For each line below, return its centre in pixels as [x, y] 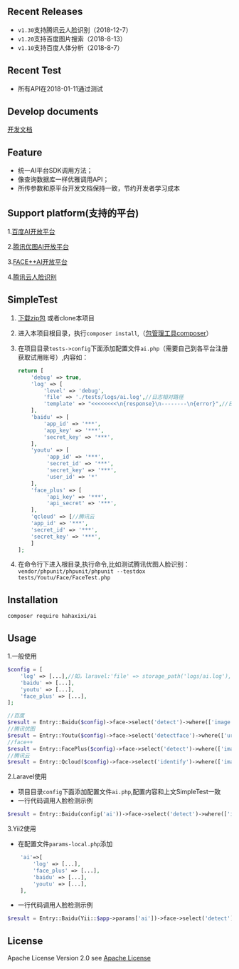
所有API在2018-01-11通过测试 [60, 88]
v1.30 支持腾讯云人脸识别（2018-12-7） [75, 30]
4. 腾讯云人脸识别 [32, 277]
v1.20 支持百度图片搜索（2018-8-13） [72, 39]
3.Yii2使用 [22, 829]
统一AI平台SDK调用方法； [55, 171]
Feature [25, 152]
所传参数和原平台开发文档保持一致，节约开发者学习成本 [99, 188]
